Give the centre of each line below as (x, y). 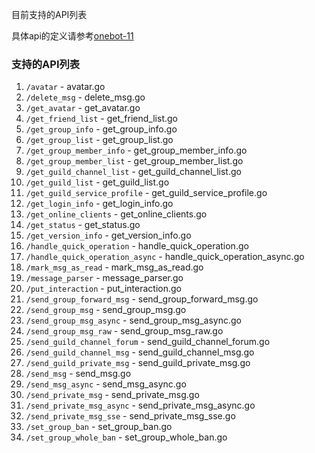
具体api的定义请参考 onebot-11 (72, 36)
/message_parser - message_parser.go (104, 278)
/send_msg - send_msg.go (78, 374)
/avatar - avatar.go (65, 87)
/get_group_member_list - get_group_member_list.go (134, 161)
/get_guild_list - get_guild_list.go (97, 182)
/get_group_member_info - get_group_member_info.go (136, 150)
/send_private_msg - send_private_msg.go (112, 395)
